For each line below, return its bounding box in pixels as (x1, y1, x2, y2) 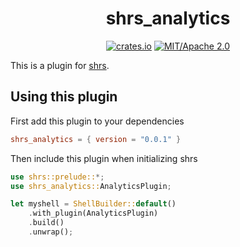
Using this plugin (10, 88, 118, 106)
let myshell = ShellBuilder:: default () (10, 199, 177, 209)
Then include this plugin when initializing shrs (10, 152, 198, 164)
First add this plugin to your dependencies (10, 115, 185, 127)
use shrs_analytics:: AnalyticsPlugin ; (10, 181, 172, 191)
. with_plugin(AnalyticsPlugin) (28, 208, 159, 219)
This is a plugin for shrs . (10, 59, 110, 71)
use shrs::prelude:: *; (10, 172, 105, 182)
